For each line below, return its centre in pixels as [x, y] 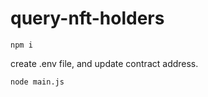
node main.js [37, 82]
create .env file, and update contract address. [104, 63]
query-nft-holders [87, 18]
